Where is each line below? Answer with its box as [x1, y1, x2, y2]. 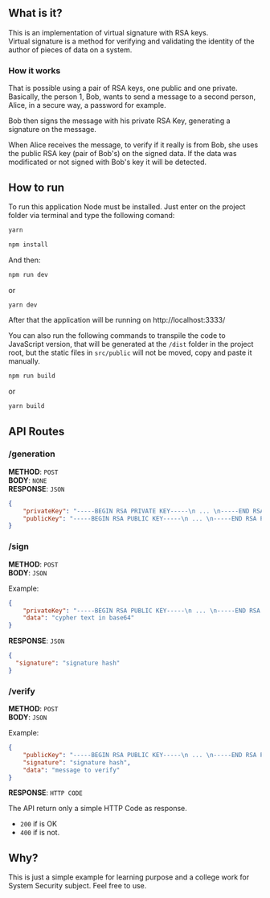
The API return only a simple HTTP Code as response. [8, 804, 187, 814]
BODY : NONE [8, 475, 47, 485]
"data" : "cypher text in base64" [22, 614, 135, 622]
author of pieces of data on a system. [8, 44, 133, 55]
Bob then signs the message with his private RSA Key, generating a [8, 116, 231, 126]
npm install [8, 241, 48, 249]
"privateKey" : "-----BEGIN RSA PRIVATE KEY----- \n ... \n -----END [22, 507, 250, 515]
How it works [8, 64, 61, 76]
